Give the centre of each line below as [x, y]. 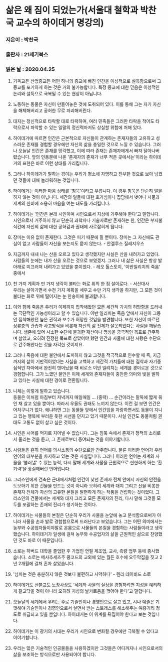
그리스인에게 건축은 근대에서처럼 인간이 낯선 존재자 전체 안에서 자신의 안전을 [87, 479]
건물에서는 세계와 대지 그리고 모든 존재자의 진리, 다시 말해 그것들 [93, 498]
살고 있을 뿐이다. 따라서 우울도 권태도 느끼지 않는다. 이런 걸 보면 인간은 [92, 404]
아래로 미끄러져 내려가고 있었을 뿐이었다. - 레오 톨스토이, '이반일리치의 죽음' [86, 267]
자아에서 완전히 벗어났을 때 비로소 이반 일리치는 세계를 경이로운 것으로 [94, 368]
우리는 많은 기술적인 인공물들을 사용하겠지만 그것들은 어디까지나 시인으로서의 [88, 648]
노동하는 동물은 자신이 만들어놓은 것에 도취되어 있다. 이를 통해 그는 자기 [82, 104]
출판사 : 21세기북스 [27, 55]
